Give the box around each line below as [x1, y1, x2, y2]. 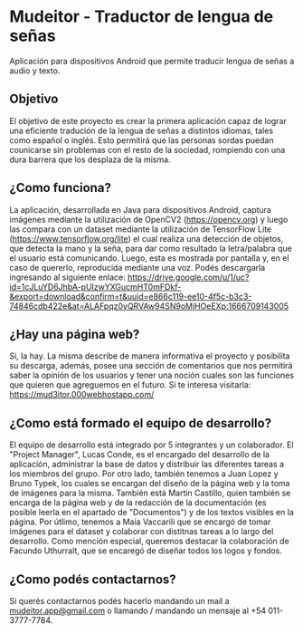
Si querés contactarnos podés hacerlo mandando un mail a [9, 596, 230, 606]
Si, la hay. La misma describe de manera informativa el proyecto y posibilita [9, 350, 290, 361]
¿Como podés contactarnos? [9, 571, 176, 587]
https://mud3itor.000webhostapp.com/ [9, 389, 155, 400]
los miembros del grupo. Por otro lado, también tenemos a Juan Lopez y [9, 468, 279, 479]
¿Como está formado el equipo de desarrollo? [9, 415, 272, 431]
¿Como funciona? [9, 180, 111, 196]
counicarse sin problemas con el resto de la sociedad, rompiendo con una [9, 144, 286, 155]
